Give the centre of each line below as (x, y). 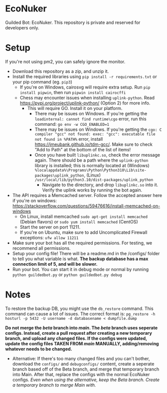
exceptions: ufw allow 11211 (49, 237)
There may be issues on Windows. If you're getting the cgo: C (98, 129)
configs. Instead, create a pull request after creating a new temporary (79, 333)
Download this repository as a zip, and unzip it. (61, 71)
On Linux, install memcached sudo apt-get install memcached (84, 216)
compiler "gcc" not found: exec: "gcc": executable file (95, 134)
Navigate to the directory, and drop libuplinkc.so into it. (100, 185)
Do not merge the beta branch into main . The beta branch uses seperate (82, 328)
